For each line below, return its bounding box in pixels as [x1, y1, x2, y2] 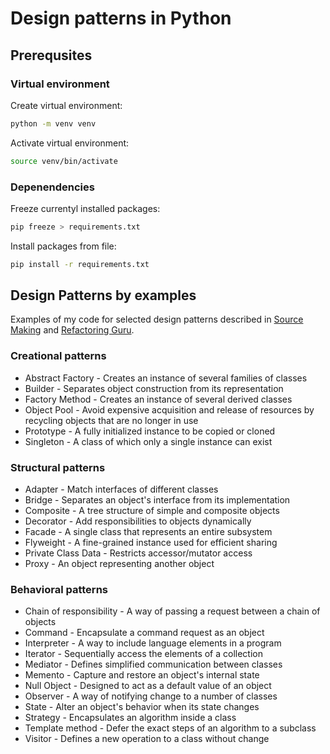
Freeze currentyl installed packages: [10, 202, 161, 214]
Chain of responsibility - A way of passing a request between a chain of [24, 605, 321, 617]
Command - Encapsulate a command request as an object [24, 627, 265, 639]
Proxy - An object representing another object [24, 558, 215, 570]
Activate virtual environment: [10, 137, 130, 149]
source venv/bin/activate [10, 156, 118, 166]
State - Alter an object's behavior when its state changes [24, 701, 260, 713]
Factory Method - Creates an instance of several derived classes [24, 393, 293, 405]
